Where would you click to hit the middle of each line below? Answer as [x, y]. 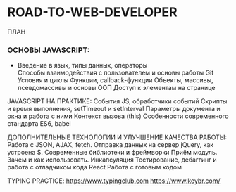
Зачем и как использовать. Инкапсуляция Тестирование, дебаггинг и [112, 160]
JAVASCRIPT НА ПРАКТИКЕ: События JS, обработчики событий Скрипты [117, 101]
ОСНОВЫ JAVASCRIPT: [49, 50]
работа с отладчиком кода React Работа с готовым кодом [94, 167]
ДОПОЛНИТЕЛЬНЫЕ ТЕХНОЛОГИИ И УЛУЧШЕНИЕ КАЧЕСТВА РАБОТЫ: [117, 137]
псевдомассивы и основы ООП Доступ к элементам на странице [116, 88]
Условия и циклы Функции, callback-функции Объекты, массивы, [115, 80]
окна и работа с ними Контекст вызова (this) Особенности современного [118, 116]
